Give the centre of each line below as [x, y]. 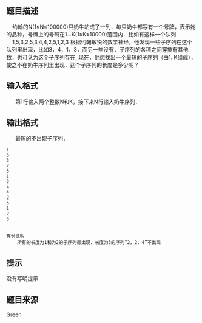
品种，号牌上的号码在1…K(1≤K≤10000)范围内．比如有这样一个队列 [94, 34]
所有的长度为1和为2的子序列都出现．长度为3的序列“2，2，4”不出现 [89, 243]
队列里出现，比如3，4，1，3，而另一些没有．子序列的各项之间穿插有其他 [98, 49]
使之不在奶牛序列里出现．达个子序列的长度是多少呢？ [73, 64]
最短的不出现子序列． [42, 138]
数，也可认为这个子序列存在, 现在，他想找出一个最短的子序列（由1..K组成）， [101, 57]
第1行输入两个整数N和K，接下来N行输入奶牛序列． [78, 102]
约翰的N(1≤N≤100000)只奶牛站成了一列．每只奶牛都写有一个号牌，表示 [101, 27]
